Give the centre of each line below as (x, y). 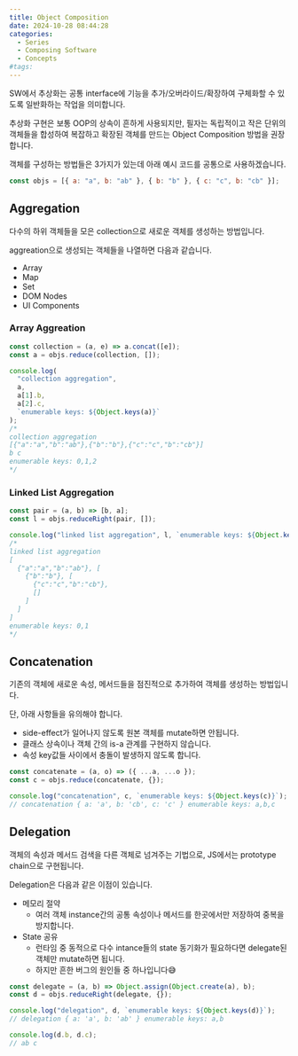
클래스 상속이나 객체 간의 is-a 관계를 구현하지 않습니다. (116, 744)
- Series (33, 42)
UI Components (51, 305)
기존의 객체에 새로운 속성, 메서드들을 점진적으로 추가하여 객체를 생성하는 (133, 684)
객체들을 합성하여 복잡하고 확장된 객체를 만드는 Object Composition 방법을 (139, 134)
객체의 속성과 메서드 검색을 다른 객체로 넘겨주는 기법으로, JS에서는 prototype (143, 854)
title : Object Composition (59, 17)
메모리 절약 (41, 903)
